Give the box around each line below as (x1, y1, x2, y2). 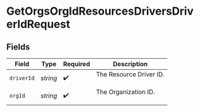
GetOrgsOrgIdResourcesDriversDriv (6, 4, 194, 18)
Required (63, 60, 91, 68)
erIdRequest (6, 17, 70, 31)
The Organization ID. (95, 88, 155, 96)
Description (113, 60, 148, 68)
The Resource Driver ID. (95, 70, 165, 78)
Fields (6, 42, 31, 52)
